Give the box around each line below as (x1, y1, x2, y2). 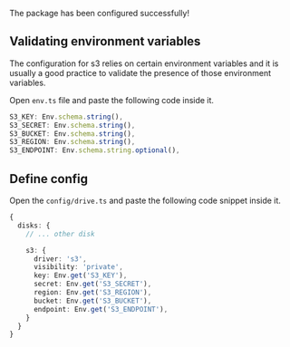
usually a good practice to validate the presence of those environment (9, 67, 272, 78)
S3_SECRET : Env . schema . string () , (9, 120, 136, 130)
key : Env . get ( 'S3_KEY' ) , (33, 271, 128, 280)
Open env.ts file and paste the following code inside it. (9, 94, 215, 105)
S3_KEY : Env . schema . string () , (9, 112, 124, 121)
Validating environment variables (9, 34, 201, 49)
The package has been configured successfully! (9, 8, 190, 18)
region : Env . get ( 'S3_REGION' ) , (33, 288, 152, 297)
